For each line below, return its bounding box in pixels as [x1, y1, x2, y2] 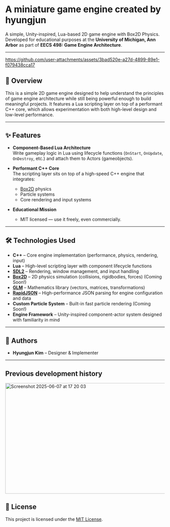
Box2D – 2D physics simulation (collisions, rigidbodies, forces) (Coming [12, 274, 162, 280]
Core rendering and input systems [20, 196, 92, 202]
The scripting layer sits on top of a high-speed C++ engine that [12, 170, 145, 177]
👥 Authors [5, 336, 38, 345]
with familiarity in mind [12, 317, 60, 323]
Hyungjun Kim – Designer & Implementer [12, 350, 99, 356]
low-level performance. [5, 112, 54, 118]
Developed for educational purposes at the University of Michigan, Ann [5, 37, 156, 43]
